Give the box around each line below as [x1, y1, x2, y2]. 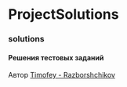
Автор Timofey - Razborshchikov [8, 71, 116, 80]
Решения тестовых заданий [8, 53, 104, 62]
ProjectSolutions [8, 5, 119, 24]
